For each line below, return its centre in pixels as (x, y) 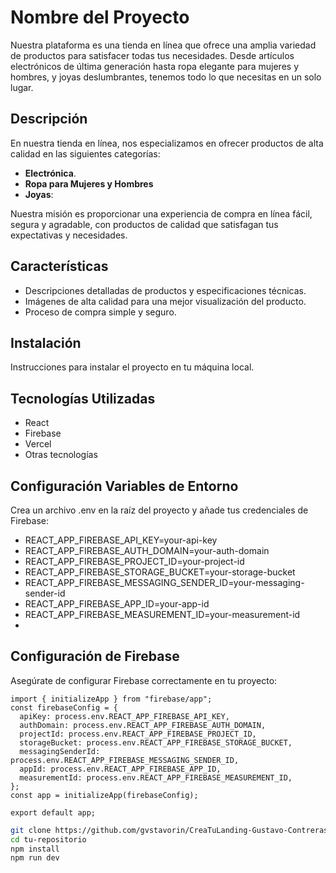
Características (59, 266)
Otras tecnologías (61, 455)
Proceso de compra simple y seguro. (100, 312)
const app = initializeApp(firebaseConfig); (104, 795)
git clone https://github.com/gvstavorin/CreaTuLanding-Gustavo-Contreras (169, 830)
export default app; (53, 812)
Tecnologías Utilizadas (83, 398)
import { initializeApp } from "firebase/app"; (111, 699)
